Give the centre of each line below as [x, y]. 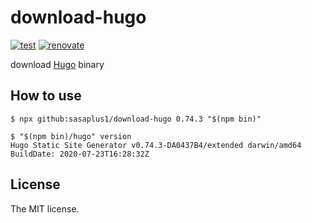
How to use [46, 96]
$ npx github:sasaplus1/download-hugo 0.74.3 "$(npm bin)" [136, 119]
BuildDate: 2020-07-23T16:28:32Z [80, 154]
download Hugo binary [57, 64]
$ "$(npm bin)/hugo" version [71, 136]
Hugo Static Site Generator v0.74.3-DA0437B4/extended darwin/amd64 [156, 145]
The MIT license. [45, 208]
